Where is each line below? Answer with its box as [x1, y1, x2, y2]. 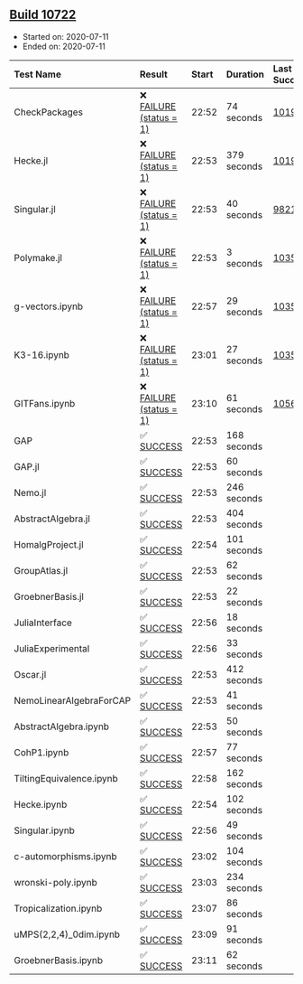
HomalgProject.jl [14, 538, 84, 550]
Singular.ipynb [14, 824, 75, 837]
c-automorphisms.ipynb [14, 849, 117, 862]
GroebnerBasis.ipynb [14, 953, 104, 966]
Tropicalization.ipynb [14, 902, 103, 914]
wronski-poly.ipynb [14, 876, 97, 888]
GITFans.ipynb [14, 397, 76, 409]
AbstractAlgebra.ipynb [14, 720, 110, 733]
